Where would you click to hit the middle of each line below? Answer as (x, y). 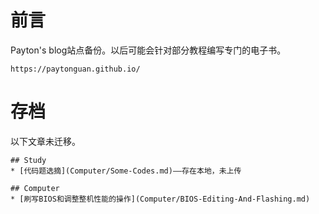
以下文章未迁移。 (45, 141)
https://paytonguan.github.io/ (75, 69)
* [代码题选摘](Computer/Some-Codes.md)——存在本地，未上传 (126, 171)
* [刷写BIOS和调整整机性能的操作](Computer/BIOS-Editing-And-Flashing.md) (160, 199)
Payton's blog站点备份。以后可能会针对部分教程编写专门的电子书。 (148, 50)
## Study (28, 160)
